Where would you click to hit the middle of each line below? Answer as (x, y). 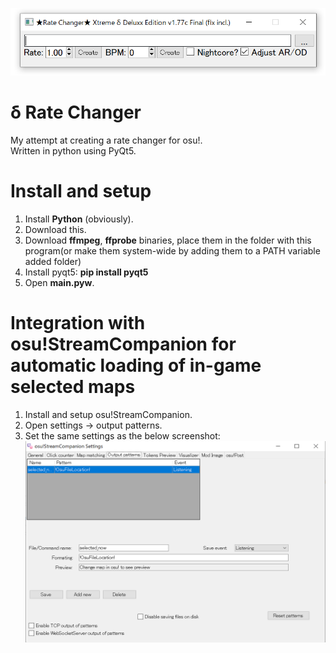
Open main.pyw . (59, 282)
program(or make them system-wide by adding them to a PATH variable (172, 250)
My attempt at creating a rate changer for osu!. (106, 140)
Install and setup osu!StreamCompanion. (108, 414)
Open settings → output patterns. (93, 425)
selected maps (73, 387)
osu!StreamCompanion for (123, 344)
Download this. (55, 229)
